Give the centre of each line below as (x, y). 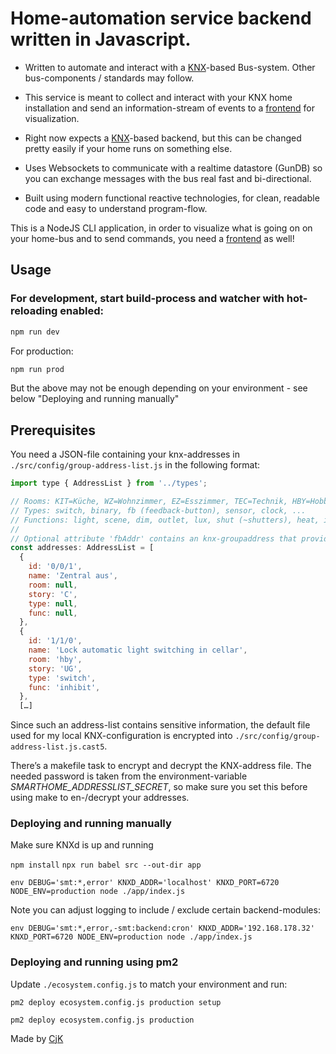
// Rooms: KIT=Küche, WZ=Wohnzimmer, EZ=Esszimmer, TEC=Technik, (149, 502)
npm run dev (35, 332)
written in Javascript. (101, 39)
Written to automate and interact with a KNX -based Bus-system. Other (170, 67)
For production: (42, 351)
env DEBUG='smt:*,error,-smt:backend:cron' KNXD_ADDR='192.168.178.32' (162, 928)
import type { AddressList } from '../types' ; (109, 483)
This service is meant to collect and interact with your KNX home (158, 97)
